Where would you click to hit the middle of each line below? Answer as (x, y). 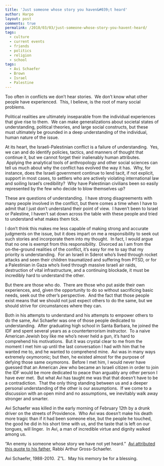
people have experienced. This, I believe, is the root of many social (73, 102)
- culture (19, 37)
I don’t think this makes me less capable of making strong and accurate (77, 228)
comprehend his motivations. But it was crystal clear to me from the (74, 341)
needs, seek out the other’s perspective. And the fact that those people (77, 295)
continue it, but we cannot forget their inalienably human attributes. (73, 157)
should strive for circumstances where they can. (54, 306)
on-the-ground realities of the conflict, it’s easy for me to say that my (74, 249)
